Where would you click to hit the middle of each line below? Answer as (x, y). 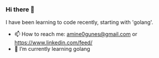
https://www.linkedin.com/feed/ (53, 43)
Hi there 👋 (20, 9)
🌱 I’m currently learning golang (52, 49)
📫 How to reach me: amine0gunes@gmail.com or (76, 34)
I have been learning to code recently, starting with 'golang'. (79, 22)
